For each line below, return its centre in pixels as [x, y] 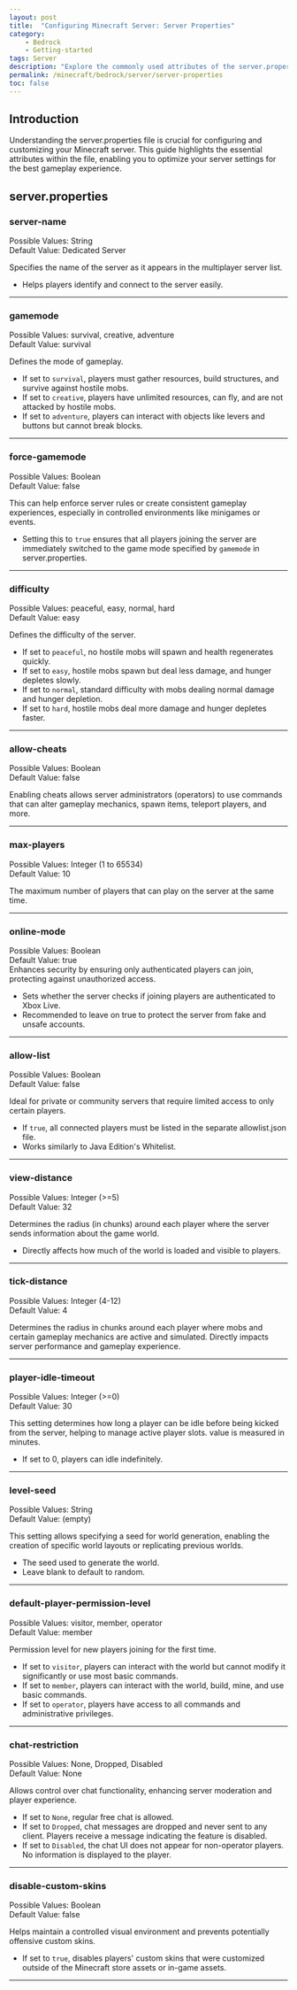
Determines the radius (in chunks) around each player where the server [139, 1223]
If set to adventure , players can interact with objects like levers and [143, 416]
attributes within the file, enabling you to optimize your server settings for [143, 159]
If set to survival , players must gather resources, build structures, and [150, 379]
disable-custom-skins [58, 1886]
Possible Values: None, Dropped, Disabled [86, 1763]
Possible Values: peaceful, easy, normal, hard [92, 608]
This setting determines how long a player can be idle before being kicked [144, 1423]
